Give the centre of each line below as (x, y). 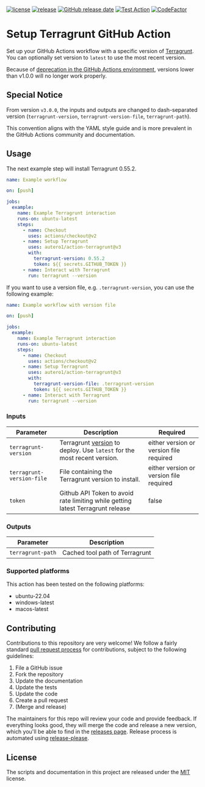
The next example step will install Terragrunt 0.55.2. (71, 169)
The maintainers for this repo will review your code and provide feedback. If (102, 719)
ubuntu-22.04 (33, 596)
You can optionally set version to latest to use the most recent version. (96, 57)
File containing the (86, 472)
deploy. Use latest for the (97, 450)
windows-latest (34, 602)
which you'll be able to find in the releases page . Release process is (92, 732)
